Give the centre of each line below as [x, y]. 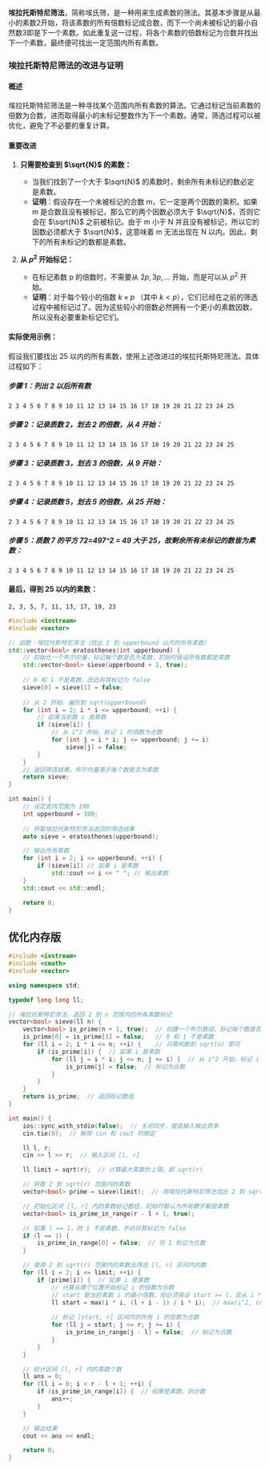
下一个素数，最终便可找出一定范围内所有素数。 [85, 43]
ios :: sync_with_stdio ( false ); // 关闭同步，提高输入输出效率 [120, 1126]
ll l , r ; [37, 1148]
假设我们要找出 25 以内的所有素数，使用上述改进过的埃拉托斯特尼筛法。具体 [134, 356]
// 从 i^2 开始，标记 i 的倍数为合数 [106, 732]
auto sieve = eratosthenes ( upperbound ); [91, 836]
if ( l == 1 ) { [46, 1235]
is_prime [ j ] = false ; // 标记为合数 [125, 1067]
